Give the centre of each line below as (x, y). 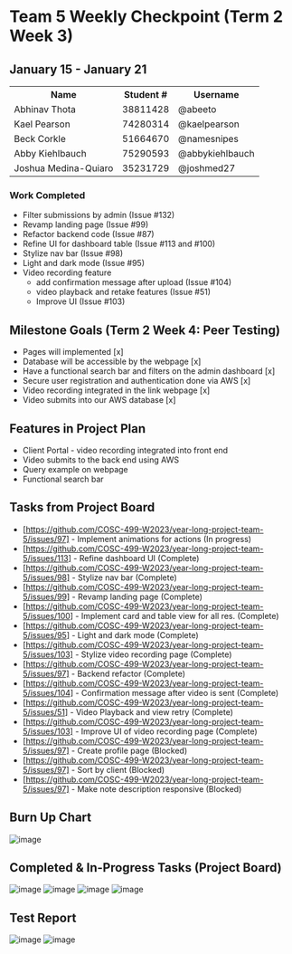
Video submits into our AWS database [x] (99, 400)
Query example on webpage (75, 469)
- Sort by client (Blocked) (118, 769)
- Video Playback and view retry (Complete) (151, 711)
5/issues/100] (48, 615)
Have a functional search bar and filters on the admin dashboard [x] (149, 371)
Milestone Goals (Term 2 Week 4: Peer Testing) (145, 330)
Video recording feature (67, 272)
